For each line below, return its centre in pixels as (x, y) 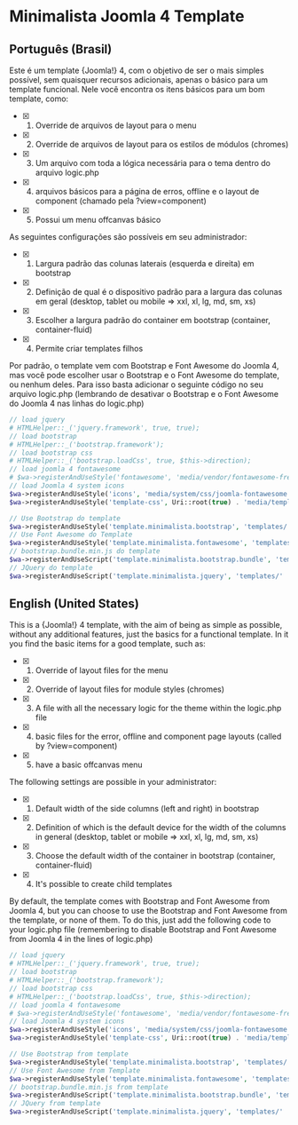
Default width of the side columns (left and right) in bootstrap (147, 809)
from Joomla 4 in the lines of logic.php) (81, 939)
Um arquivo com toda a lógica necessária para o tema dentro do (153, 163)
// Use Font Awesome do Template (71, 535)
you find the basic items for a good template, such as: (107, 644)
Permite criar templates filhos (89, 349)
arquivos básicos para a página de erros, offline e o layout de (147, 191)
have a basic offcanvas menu (89, 765)
